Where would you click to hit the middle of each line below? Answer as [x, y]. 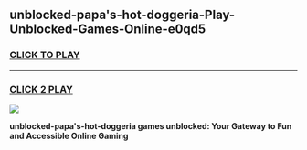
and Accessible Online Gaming [69, 135]
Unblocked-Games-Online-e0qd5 [108, 30]
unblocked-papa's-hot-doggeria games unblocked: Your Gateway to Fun [151, 125]
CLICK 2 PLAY [41, 89]
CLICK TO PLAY [45, 55]
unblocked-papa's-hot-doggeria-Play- [122, 15]
